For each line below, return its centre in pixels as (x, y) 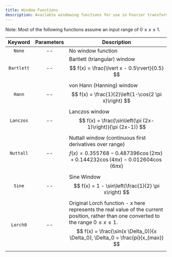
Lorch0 (19, 225)
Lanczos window (89, 112)
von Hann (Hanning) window (103, 85)
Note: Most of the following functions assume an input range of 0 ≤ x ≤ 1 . (83, 29)
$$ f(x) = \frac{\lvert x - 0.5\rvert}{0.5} (116, 68)
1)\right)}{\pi (103, 127)
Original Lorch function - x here (107, 203)
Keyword (19, 42)
